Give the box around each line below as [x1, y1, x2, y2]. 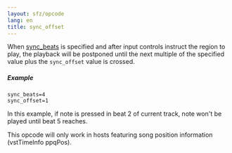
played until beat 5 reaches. [7, 117, 88, 126]
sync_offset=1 [7, 98, 49, 105]
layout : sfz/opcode [7, 10, 65, 18]
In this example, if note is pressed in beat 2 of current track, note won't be [7, 109, 222, 118]
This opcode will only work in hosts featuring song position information [7, 131, 213, 139]
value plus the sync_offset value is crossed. [7, 58, 135, 66]
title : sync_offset [7, 23, 65, 30]
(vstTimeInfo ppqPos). [7, 138, 72, 147]
